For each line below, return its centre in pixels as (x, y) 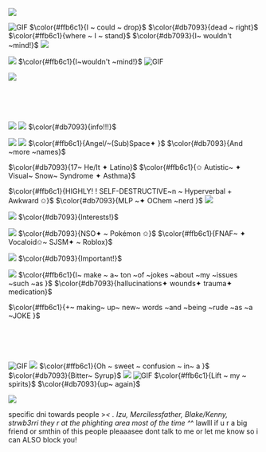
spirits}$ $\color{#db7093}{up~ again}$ (74, 384)
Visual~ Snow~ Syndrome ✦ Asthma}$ (72, 176)
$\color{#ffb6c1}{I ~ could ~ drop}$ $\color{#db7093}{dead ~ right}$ (144, 27)
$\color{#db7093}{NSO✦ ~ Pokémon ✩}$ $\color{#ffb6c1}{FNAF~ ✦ (132, 234)
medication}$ (30, 292)
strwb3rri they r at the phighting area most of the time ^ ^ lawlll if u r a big (128, 423)
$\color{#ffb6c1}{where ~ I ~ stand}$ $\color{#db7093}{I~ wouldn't (120, 35)
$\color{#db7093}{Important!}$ (70, 258)
